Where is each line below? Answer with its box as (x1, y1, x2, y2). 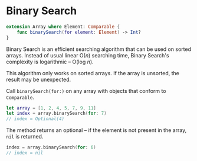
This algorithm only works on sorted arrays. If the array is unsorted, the (6, 69, 180, 76)
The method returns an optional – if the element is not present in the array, (6, 127, 187, 134)
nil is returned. (6, 133, 44, 140)
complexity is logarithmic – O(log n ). (6, 58, 94, 65)
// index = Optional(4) (6, 116, 65, 122)
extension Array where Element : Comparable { (6, 24, 120, 30)
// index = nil (6, 150, 44, 156)
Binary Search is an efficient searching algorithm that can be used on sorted (6, 46, 192, 53)
